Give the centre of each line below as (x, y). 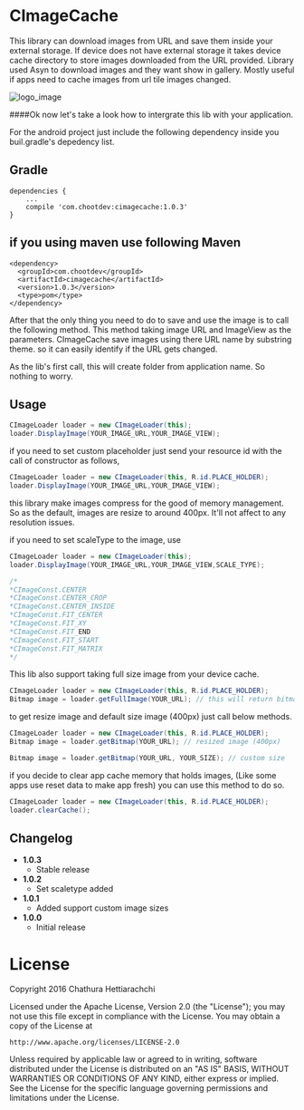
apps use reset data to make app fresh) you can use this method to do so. (147, 785)
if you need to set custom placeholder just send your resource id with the (146, 451)
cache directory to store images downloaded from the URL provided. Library (152, 60)
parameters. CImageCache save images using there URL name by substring (151, 339)
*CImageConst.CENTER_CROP (58, 598)
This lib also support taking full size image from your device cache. (134, 674)
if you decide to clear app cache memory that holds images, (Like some (143, 775)
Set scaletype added (75, 889)
